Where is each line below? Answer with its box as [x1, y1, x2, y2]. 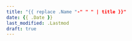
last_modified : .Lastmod [6, 20, 69, 26]
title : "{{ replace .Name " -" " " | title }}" [6, 8, 127, 15]
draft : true [6, 25, 36, 32]
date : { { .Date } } [6, 14, 53, 20]
